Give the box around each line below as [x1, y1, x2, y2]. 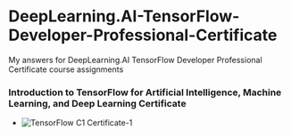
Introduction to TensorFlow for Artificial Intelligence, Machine [8, 86, 282, 99]
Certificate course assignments [8, 64, 124, 75]
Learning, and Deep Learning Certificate [8, 97, 187, 109]
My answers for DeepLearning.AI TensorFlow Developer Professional [8, 54, 262, 65]
